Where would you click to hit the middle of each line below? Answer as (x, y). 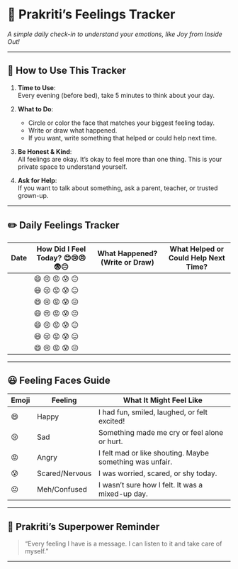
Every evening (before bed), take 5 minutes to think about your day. (116, 95)
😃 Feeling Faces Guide (59, 380)
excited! (112, 421)
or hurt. (110, 441)
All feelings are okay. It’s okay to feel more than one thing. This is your (120, 159)
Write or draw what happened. (73, 130)
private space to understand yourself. (72, 167)
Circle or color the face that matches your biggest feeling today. (121, 123)
